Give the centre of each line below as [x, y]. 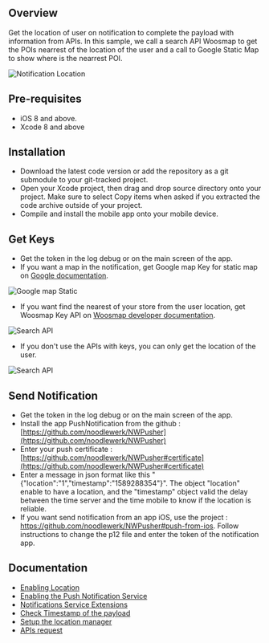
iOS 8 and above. [49, 118]
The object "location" [205, 483]
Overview [33, 13]
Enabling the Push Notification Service [84, 596]
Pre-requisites [45, 99]
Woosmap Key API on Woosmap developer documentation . [118, 315]
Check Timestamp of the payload [75, 612]
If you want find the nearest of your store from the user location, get [132, 307]
